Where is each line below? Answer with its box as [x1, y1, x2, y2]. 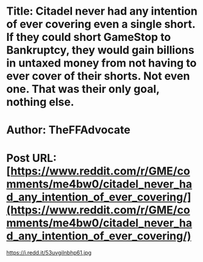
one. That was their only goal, [6, 82, 160, 96]
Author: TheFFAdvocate [6, 123, 131, 137]
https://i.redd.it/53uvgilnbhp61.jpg [6, 249, 92, 257]
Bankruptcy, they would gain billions [6, 43, 194, 57]
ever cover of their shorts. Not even [6, 69, 190, 83]
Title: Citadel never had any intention [6, 4, 198, 18]
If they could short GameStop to [6, 31, 171, 44]
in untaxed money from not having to [6, 56, 197, 70]
